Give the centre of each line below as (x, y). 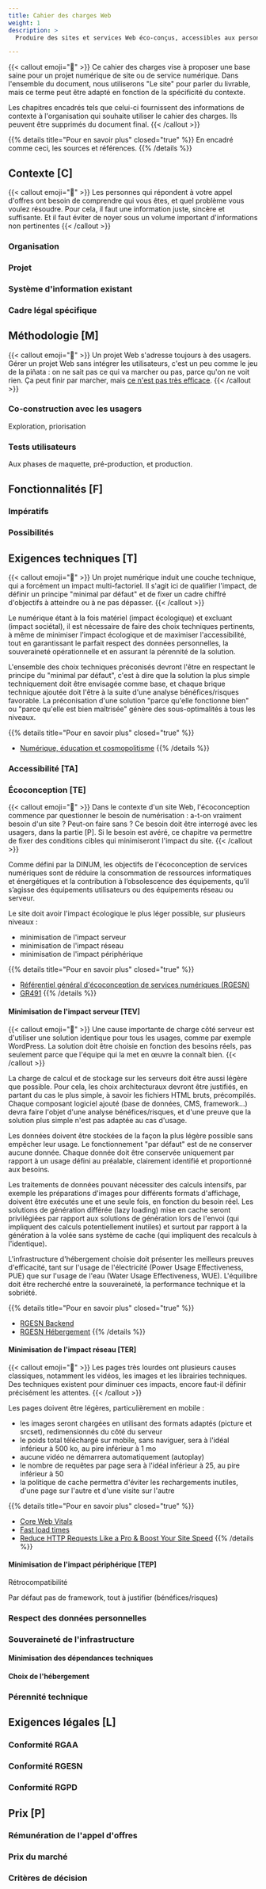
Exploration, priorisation (47, 426)
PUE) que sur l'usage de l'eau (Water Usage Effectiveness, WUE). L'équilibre (133, 1275)
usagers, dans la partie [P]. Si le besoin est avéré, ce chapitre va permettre (130, 832)
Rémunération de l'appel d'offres (73, 1836)
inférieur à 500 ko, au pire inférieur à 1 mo (88, 1448)
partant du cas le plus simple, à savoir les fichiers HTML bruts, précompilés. (132, 1095)
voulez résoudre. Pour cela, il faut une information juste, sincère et (117, 209)
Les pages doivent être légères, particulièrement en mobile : (106, 1407)
